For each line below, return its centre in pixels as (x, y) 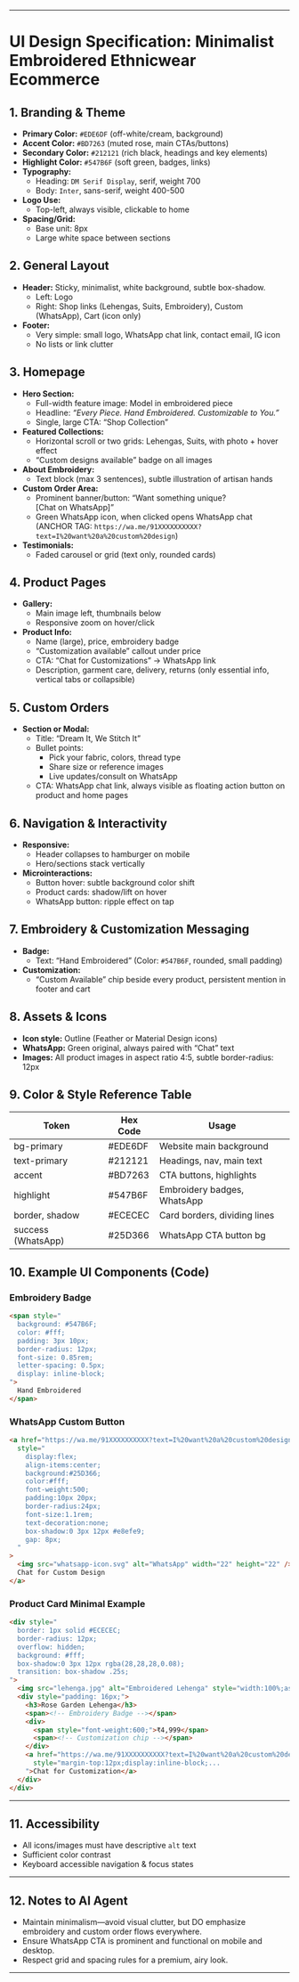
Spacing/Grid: (48, 219)
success (31, 1229)
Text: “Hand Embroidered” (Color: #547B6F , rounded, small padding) (159, 960)
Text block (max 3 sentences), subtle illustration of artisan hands (154, 478)
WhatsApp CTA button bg (212, 1235)
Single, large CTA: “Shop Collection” (102, 422)
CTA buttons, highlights (208, 1175)
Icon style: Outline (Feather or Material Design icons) (120, 1038)
